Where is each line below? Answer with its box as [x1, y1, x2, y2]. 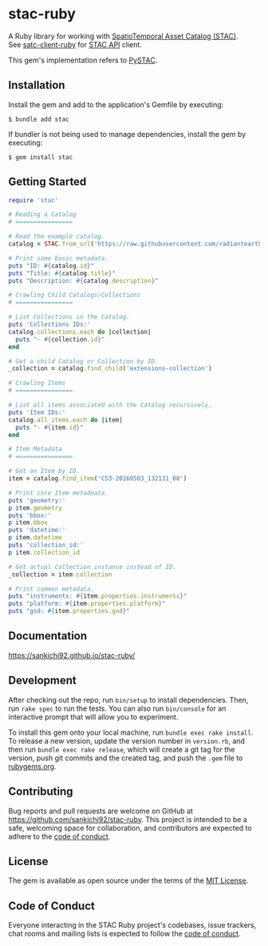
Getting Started [8, 175, 87, 189]
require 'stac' [8, 196, 59, 204]
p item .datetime [8, 534, 62, 542]
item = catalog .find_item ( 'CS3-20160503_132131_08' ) [8, 475, 187, 483]
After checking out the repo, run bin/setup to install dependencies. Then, [8, 695, 249, 704]
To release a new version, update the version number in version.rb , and [8, 736, 246, 745]
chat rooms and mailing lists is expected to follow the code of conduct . [8, 929, 241, 939]
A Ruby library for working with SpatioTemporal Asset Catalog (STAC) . [8, 31, 238, 41]
